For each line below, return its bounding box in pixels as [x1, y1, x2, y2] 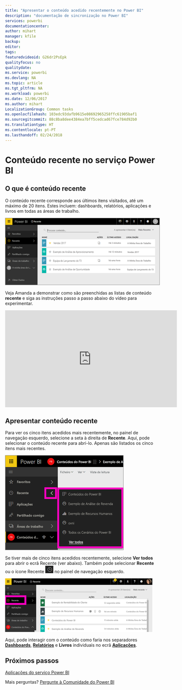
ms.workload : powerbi [5, 91, 50, 96]
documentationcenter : [5, 24, 50, 29]
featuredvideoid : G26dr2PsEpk [5, 55, 67, 60]
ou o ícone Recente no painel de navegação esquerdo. [5, 569, 125, 575]
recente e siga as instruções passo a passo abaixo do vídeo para [5, 295, 137, 301]
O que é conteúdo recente [5, 185, 86, 193]
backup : [5, 39, 21, 44]
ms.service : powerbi [5, 70, 48, 75]
